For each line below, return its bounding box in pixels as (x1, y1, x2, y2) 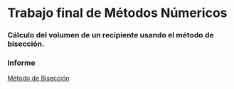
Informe (7, 58, 36, 68)
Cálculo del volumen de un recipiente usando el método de (7, 30, 214, 40)
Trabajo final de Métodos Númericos (7, 5, 228, 21)
